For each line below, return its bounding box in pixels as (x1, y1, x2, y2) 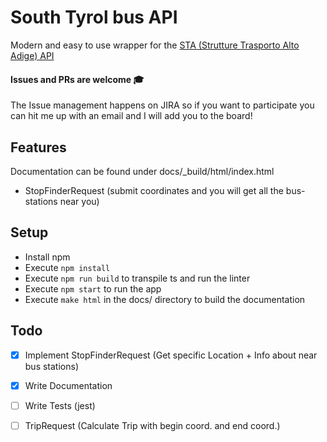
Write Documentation (24, 379, 113, 391)
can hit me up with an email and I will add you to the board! (10, 110, 253, 122)
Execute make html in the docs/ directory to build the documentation (24, 293, 306, 305)
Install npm (24, 251, 71, 263)
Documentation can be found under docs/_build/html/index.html (10, 165, 275, 177)
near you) (59, 195, 100, 207)
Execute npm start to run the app (24, 282, 162, 295)
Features (10, 139, 67, 156)
